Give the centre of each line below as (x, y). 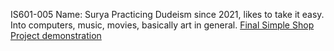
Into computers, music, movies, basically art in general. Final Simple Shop (162, 25)
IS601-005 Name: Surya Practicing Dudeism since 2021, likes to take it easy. (167, 14)
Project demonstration (56, 35)
